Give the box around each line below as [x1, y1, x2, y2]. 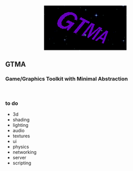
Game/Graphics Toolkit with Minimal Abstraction [5, 75, 128, 82]
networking [12, 149, 37, 155]
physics [12, 144, 29, 150]
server [12, 154, 26, 160]
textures [12, 133, 30, 139]
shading [12, 117, 30, 123]
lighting [12, 122, 29, 128]
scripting [12, 160, 31, 166]
